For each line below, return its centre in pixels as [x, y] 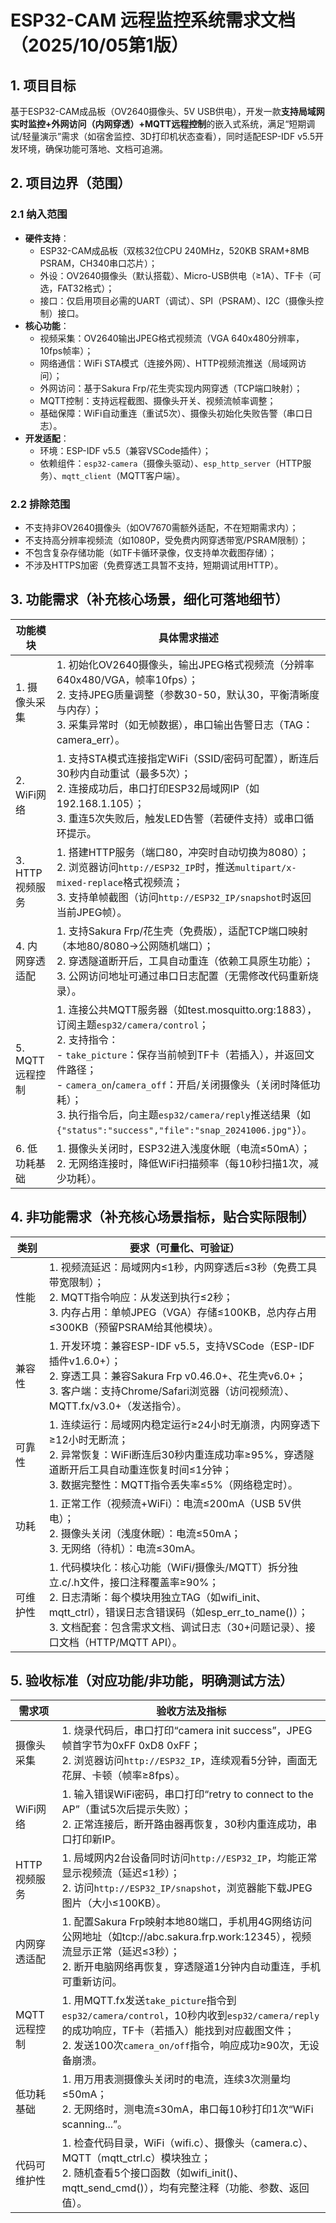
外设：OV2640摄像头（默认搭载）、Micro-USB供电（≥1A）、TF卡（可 [180, 275]
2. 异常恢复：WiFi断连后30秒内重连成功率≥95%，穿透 [176, 1454]
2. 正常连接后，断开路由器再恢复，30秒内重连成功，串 [189, 1824]
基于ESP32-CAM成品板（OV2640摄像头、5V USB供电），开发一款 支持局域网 [167, 111]
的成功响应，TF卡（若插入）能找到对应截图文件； [178, 2031]
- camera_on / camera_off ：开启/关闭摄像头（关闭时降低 [183, 1084]
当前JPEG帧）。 [92, 912]
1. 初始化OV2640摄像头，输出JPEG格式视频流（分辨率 [185, 664]
